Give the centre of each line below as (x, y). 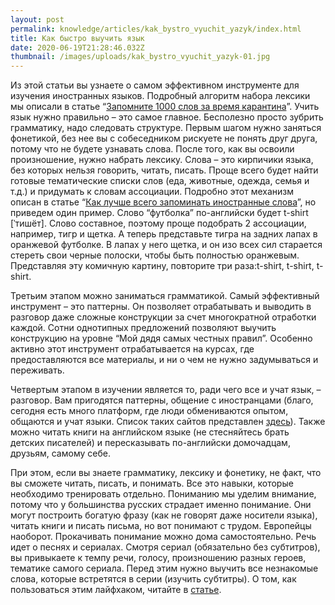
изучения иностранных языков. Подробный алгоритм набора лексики (160, 96)
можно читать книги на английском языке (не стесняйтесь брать (150, 432)
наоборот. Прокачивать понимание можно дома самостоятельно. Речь (163, 537)
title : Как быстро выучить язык (77, 38)
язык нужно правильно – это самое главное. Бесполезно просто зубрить (167, 117)
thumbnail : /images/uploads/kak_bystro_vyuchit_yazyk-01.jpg (140, 57)
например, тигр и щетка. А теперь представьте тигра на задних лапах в (164, 234)
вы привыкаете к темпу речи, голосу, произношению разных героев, (158, 558)
